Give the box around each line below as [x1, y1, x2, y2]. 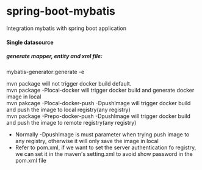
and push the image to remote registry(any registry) [6, 119, 137, 126]
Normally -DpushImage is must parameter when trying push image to [15, 130, 190, 138]
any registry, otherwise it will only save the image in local [15, 137, 159, 144]
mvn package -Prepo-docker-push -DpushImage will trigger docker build [6, 112, 191, 120]
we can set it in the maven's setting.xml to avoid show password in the [15, 150, 193, 157]
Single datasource [6, 39, 54, 46]
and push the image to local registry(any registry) [6, 106, 131, 113]
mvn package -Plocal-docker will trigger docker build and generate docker [6, 86, 195, 94]
